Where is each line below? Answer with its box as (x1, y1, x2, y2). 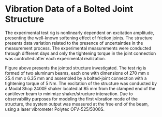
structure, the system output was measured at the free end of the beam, (5, 101, 149, 107)
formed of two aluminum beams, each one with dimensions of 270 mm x (5, 70, 149, 76)
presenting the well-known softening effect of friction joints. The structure (5, 35, 153, 41)
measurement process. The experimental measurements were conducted (5, 45, 151, 51)
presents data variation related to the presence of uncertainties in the (5, 40, 144, 46)
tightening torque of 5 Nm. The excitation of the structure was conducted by (5, 80, 157, 86)
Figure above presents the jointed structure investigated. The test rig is (5, 65, 147, 71)
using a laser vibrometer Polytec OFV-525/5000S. (5, 106, 105, 112)
